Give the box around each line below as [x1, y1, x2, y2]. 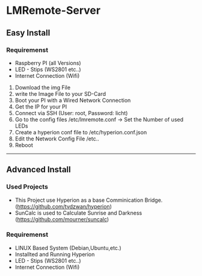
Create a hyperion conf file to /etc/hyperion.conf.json [14, 128, 147, 136]
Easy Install [6, 28, 50, 38]
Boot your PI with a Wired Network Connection [14, 96, 131, 104]
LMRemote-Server [6, 4, 101, 17]
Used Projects [6, 183, 48, 191]
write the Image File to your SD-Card [14, 90, 106, 97]
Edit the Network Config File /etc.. [14, 135, 99, 142]
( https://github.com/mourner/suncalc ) [14, 215, 109, 223]
